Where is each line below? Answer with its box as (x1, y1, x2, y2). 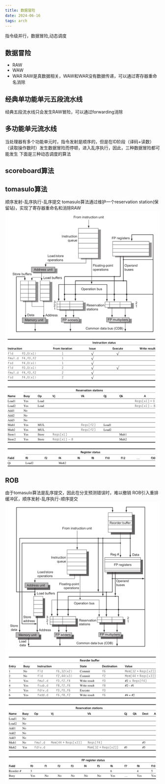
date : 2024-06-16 (5, 13, 41, 18)
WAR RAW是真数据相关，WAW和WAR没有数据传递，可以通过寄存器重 (12, 73, 153, 79)
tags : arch (5, 18, 27, 23)
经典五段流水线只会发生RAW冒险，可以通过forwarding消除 (5, 109, 123, 115)
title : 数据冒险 (5, 8, 35, 13)
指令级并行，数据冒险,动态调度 (5, 33, 67, 39)
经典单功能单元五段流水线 (5, 95, 82, 103)
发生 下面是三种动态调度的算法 (9, 151, 71, 157)
